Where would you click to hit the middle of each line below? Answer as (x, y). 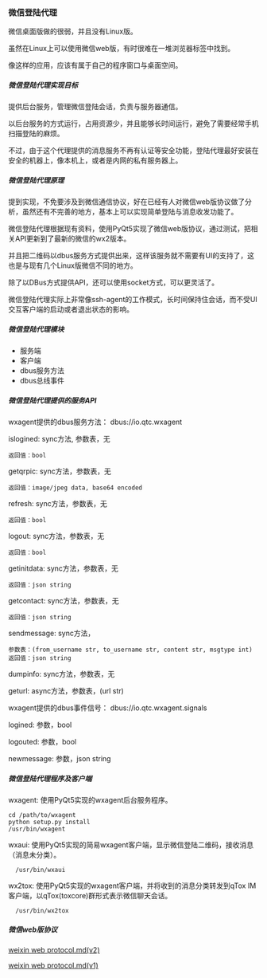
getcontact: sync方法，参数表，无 (64, 601)
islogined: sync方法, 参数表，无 (60, 439)
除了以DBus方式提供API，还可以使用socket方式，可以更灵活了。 (114, 283)
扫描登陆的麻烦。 (36, 134)
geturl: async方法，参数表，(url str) (66, 691)
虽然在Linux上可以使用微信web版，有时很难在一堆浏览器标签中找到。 (122, 49)
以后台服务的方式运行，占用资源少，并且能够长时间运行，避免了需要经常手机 (133, 124)
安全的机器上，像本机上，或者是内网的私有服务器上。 (95, 160)
